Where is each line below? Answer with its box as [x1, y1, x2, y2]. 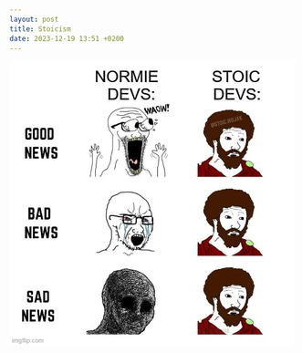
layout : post [9, 15, 59, 24]
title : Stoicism [9, 24, 71, 34]
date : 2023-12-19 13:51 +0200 [9, 34, 125, 43]
